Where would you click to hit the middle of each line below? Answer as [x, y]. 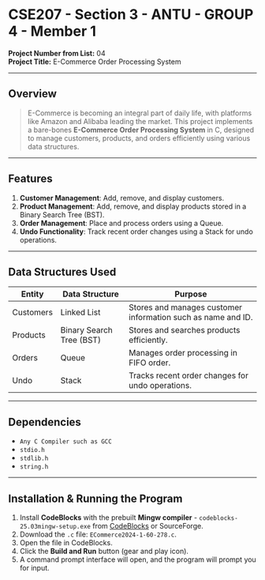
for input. [34, 568]
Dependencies [45, 422]
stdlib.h [34, 459]
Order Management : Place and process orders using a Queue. [121, 223]
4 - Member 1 [52, 31]
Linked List [80, 312]
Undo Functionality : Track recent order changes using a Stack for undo [136, 232]
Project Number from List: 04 [57, 53]
